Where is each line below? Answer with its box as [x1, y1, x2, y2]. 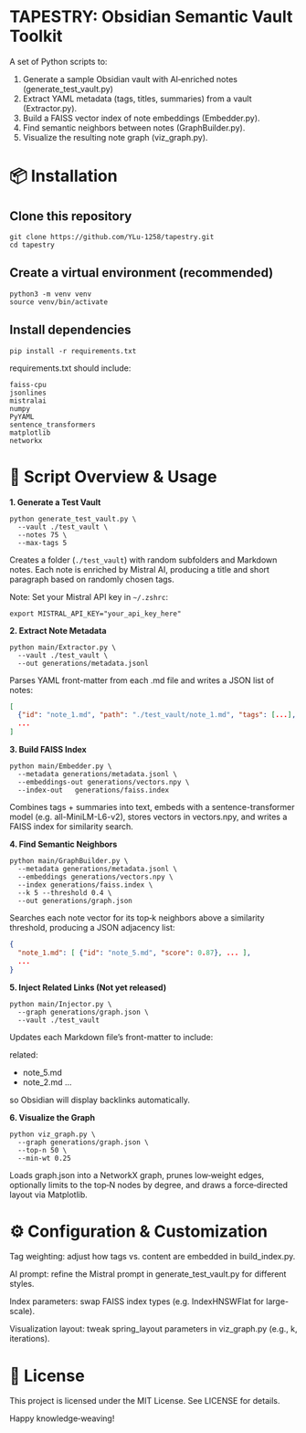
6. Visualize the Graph [9, 1112, 96, 1122]
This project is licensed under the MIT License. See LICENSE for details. [9, 1396, 280, 1407]
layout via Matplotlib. [9, 1189, 89, 1200]
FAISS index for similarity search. [9, 821, 134, 832]
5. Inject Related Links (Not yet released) [9, 982, 167, 993]
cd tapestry [9, 240, 55, 249]
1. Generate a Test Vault [9, 496, 101, 508]
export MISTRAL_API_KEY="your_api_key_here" [9, 609, 182, 618]
